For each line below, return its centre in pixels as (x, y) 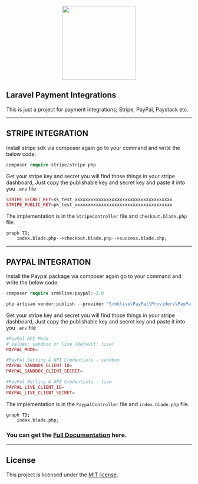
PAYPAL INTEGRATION (49, 262)
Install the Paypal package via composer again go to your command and (94, 276)
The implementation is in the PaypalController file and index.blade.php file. (98, 404)
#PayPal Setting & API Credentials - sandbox (63, 360)
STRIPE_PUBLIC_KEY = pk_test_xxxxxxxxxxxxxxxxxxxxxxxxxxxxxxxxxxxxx (89, 205)
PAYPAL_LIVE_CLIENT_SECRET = (41, 393)
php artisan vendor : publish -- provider (55, 304)
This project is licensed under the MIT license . (62, 475)
